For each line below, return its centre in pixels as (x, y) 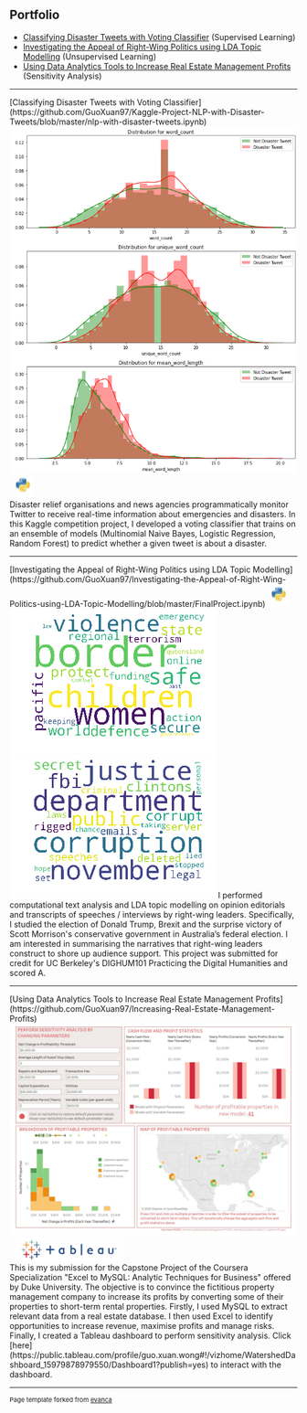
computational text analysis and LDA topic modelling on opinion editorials (148, 905)
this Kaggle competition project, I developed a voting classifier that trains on (153, 524)
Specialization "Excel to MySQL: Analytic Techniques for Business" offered (150, 1278)
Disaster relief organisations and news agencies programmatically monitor (149, 505)
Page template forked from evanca (61, 1400)
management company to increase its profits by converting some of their (147, 1297)
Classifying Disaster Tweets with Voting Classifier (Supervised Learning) (159, 37)
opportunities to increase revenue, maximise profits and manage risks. (142, 1326)
